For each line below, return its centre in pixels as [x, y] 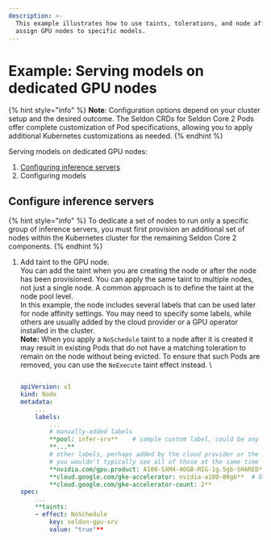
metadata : [37, 402]
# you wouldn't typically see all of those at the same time [154, 462]
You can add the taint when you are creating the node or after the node [138, 270]
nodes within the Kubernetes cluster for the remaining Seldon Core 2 [123, 238]
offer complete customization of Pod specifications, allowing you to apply [130, 128]
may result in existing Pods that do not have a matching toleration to [133, 348]
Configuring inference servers [70, 167]
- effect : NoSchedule [71, 514]
